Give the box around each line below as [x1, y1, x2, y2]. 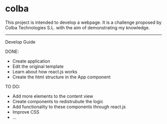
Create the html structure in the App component [12, 74, 111, 80]
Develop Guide [5, 39, 36, 45]
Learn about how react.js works [12, 68, 78, 74]
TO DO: [5, 83, 21, 89]
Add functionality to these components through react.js [12, 104, 126, 110]
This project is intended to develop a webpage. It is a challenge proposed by [5, 19, 162, 25]
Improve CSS [12, 109, 40, 115]
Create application [12, 58, 51, 64]
